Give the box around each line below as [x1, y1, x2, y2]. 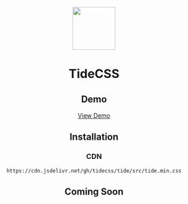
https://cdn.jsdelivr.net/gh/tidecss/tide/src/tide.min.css [5, 167, 183, 174]
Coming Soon [64, 186, 124, 198]
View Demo [78, 112, 110, 119]
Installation [69, 131, 119, 143]
